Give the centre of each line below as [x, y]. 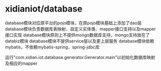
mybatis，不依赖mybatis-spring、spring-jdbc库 [52, 47]
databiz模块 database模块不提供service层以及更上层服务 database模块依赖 [80, 41]
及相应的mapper [21, 63]
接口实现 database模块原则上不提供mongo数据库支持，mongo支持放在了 [77, 35]
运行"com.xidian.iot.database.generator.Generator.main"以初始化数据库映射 [80, 57]
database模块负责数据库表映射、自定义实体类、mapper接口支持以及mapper [80, 29]
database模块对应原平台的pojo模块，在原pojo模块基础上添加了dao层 [73, 23]
